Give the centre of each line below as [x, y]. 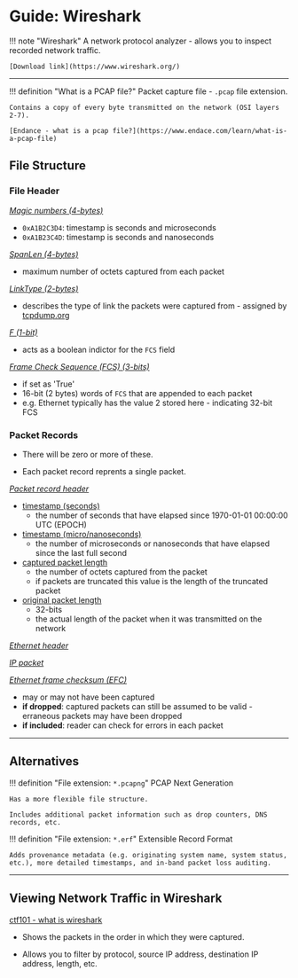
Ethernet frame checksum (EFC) [68, 679]
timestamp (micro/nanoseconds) [82, 534]
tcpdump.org [46, 315]
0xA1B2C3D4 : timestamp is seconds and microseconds [119, 227]
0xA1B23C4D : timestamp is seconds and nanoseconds [118, 237]
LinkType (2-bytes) [44, 288]
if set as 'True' [48, 384]
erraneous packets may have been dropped [102, 716]
